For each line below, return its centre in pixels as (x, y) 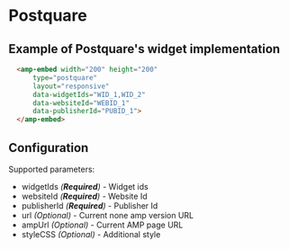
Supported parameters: (52, 169)
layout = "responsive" (71, 86)
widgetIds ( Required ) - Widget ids (85, 186)
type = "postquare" (65, 77)
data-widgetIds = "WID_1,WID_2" (89, 94)
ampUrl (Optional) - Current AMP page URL (102, 225)
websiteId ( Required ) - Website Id (84, 196)
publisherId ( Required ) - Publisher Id (90, 205)
